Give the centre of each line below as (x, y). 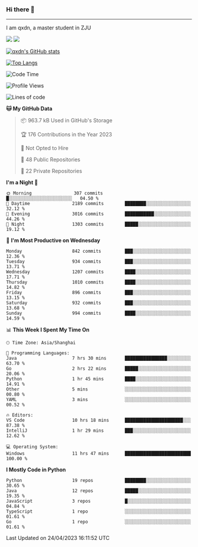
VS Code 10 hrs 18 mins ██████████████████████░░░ (99, 421)
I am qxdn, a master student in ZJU (49, 28)
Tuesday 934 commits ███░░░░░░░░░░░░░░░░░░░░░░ (99, 262)
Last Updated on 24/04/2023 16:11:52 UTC (58, 538)
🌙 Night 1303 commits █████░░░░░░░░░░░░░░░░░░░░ (99, 224)
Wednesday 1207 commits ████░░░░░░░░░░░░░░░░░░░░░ (99, 272)
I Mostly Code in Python (36, 470)
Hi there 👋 (21, 9)
